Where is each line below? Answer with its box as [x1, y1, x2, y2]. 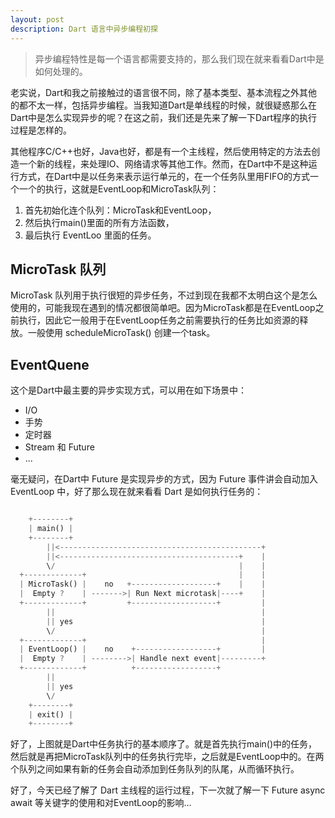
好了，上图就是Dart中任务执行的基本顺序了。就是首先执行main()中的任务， [10, 738, 318, 750]
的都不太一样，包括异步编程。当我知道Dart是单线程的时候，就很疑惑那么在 [10, 99, 318, 111]
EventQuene [10, 356, 90, 373]
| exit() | [28, 709, 74, 720]
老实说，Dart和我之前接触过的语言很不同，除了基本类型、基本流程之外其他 [10, 86, 318, 98]
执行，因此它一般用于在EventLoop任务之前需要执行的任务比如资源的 [18, 314, 300, 326]
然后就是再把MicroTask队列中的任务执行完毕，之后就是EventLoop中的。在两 [10, 751, 325, 763]
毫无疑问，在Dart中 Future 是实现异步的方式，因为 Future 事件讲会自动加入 [10, 473, 319, 485]
